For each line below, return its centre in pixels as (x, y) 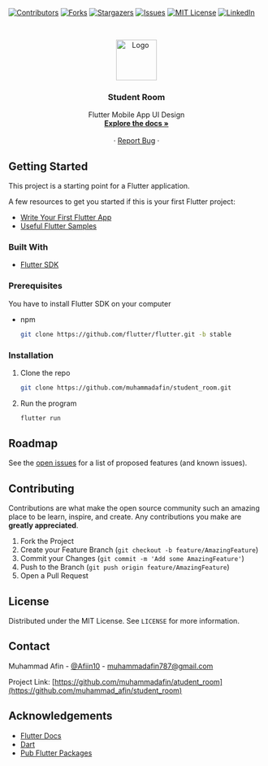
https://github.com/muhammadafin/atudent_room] (138, 681)
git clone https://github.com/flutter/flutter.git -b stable (126, 334)
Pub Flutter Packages (56, 753)
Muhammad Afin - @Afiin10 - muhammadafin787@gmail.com (111, 666)
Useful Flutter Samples (58, 226)
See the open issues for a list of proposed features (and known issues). (128, 463)
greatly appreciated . (43, 525)
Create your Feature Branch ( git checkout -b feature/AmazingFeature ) (139, 550)
